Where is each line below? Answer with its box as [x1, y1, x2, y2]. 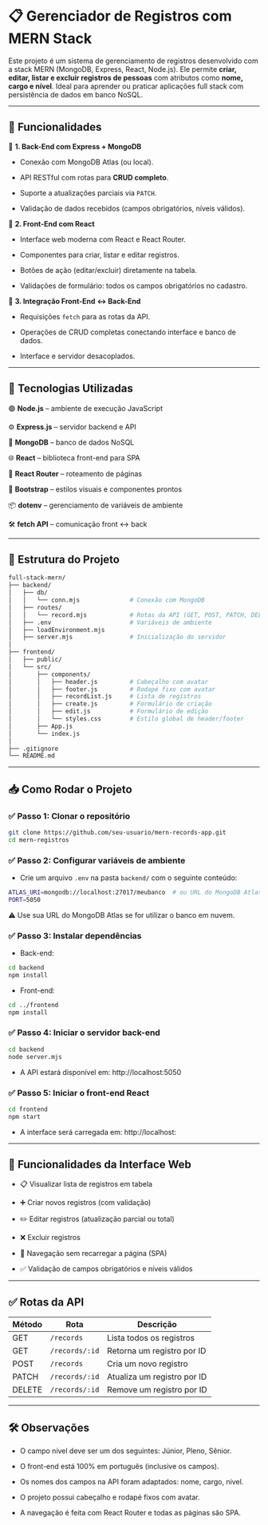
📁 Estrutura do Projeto [8, 552, 120, 566]
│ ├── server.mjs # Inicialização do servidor [8, 633, 227, 642]
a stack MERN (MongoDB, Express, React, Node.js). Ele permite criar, [8, 64, 237, 73]
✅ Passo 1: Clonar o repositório [8, 810, 130, 821]
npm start [8, 1112, 41, 1120]
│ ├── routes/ [8, 603, 62, 611]
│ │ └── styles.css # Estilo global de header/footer [8, 715, 245, 723]
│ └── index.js [8, 729, 81, 737]
